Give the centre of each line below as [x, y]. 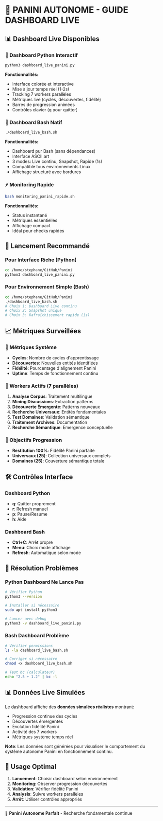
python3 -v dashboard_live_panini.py [43, 623]
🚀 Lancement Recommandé [47, 246]
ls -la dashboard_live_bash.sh [37, 650]
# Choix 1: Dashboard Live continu [41, 306]
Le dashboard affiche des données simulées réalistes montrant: [70, 707]
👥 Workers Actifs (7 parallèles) [42, 386]
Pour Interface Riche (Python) [41, 260]
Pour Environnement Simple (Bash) [47, 287]
